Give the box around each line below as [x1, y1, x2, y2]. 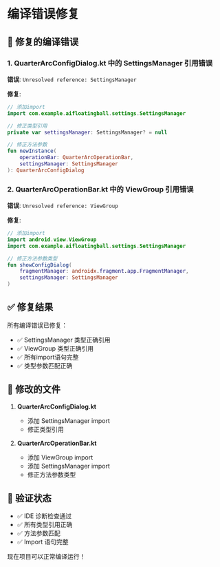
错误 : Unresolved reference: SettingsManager [7, 75, 137, 83]
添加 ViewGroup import [27, 453, 93, 462]
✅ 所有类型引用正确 [16, 521, 73, 529]
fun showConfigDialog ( [7, 261, 72, 269]
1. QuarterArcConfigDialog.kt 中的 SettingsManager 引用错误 [7, 58, 213, 68]
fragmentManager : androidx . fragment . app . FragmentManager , [19, 268, 189, 275]
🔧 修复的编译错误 [7, 36, 79, 48]
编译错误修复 [7, 6, 80, 22]
